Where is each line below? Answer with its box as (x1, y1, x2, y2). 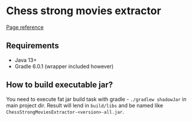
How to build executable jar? (6, 80, 113, 90)
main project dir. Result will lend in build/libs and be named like (6, 102, 164, 109)
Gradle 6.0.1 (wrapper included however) (14, 63, 114, 70)
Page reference (6, 24, 44, 31)
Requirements (6, 41, 59, 51)
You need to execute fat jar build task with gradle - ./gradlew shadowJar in (6, 96, 187, 103)
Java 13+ (14, 56, 37, 63)
